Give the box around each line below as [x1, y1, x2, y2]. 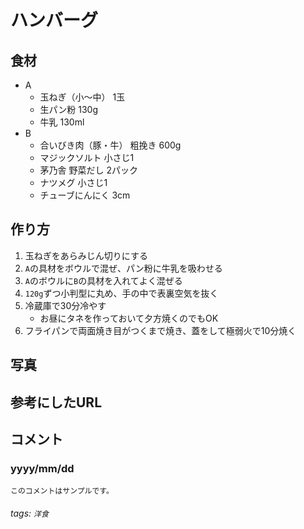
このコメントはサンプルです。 [10, 486, 114, 496]
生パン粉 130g [39, 104, 98, 115]
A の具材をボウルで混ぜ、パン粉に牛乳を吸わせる [24, 262, 223, 274]
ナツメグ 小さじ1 [39, 177, 108, 188]
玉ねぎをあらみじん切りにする [24, 249, 148, 261]
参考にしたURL [10, 394, 103, 411]
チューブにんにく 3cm [39, 189, 131, 201]
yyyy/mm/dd [10, 461, 75, 475]
